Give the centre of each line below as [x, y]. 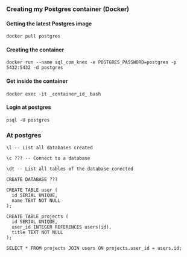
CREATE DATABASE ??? [32, 180]
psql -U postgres [28, 120]
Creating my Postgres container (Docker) [68, 9]
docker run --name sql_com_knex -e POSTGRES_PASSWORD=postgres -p [91, 62]
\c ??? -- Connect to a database [48, 158]
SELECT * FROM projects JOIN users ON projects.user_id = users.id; [94, 249]
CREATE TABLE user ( [32, 190]
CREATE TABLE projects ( [37, 216]
